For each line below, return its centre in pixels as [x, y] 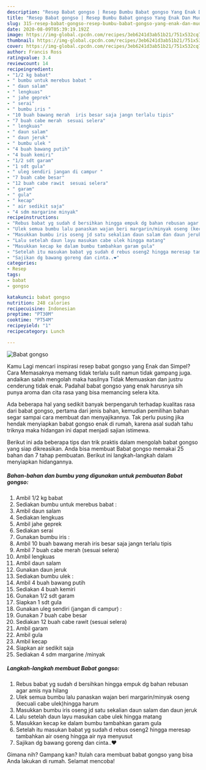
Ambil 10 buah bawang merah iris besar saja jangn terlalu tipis [94, 543]
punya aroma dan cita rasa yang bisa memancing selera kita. [83, 392]
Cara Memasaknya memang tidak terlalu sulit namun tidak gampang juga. [99, 373]
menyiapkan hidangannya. [40, 462]
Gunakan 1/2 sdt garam [45, 596]
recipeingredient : [30, 69]
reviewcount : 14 [28, 63]
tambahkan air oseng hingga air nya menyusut [74, 736]
